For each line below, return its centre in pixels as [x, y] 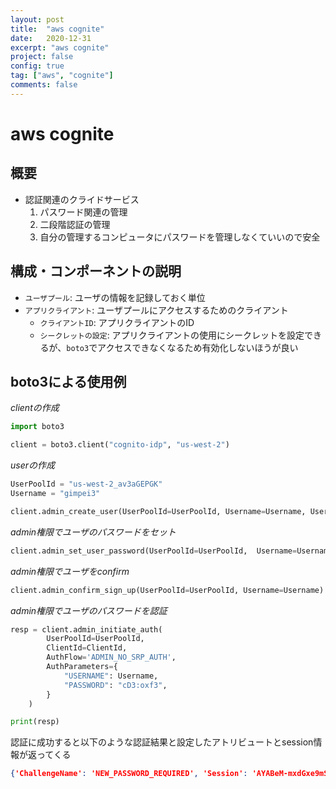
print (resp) [35, 722]
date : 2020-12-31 [51, 38]
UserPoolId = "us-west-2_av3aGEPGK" [86, 484]
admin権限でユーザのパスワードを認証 [89, 610]
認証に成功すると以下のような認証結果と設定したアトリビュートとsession [162, 742]
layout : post [37, 19]
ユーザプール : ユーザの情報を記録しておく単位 [115, 297]
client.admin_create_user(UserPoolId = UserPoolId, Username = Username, [158, 511]
